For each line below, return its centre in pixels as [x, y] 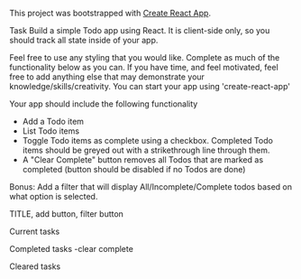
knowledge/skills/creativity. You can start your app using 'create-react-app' [150, 86]
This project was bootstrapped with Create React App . [110, 13]
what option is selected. [54, 196]
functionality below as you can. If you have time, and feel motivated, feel [144, 67]
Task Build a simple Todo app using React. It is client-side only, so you [140, 30]
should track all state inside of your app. [84, 40]
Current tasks [35, 231]
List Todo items [50, 131]
